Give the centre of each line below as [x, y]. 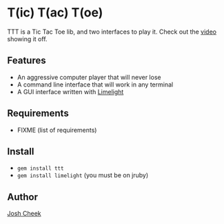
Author [22, 197]
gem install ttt [40, 169]
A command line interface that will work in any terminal [95, 85]
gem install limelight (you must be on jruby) [83, 175]
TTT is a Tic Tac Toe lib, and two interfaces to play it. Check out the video [112, 32]
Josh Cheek [24, 214]
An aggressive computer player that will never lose [89, 77]
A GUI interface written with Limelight [70, 91]
